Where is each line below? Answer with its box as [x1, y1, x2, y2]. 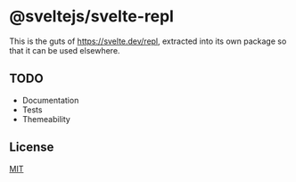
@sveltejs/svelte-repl [9, 6, 174, 27]
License [9, 140, 54, 155]
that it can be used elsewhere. [9, 45, 120, 55]
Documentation [21, 95, 79, 105]
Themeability [21, 113, 71, 124]
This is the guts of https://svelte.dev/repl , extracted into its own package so [9, 36, 287, 46]
